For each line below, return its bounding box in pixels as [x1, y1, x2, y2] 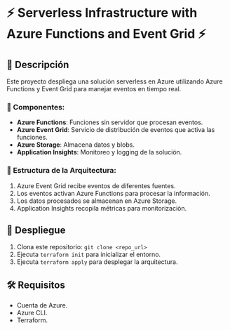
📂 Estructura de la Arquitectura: [6, 166, 117, 176]
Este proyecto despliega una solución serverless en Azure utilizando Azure [6, 77, 223, 86]
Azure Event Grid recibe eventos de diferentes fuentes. [16, 181, 176, 190]
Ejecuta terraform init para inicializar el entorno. [16, 250, 161, 259]
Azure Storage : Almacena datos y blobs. [16, 140, 135, 149]
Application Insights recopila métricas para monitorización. [16, 204, 187, 212]
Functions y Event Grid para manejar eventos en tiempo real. [6, 85, 182, 93]
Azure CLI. [16, 309, 48, 317]
